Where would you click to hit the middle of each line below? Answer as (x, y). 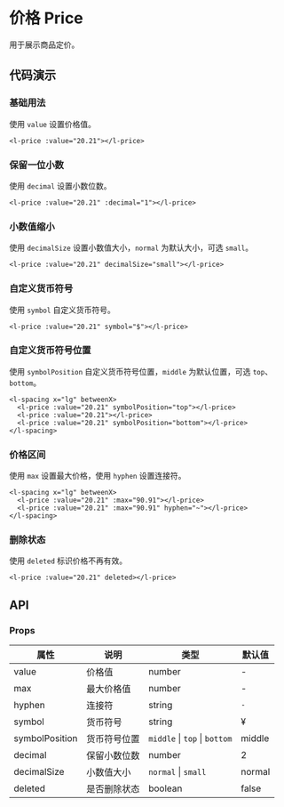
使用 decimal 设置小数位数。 (60, 186)
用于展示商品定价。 (44, 44)
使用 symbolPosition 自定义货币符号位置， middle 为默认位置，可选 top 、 (141, 371)
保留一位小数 (37, 165)
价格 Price (47, 18)
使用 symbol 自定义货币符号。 (62, 310)
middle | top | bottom (190, 738)
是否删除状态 (113, 789)
